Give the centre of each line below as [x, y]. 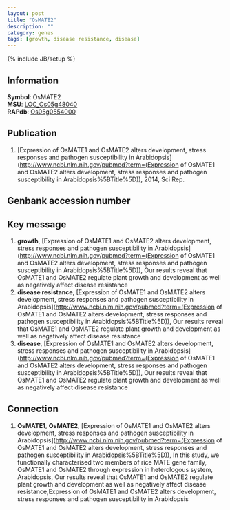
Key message [37, 224]
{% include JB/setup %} [41, 59]
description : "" [30, 26]
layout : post [26, 13]
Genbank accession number [69, 201]
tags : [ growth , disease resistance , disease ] [73, 39]
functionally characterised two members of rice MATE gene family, [112, 462]
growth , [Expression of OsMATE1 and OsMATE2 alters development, [114, 241]
